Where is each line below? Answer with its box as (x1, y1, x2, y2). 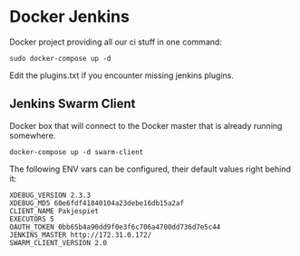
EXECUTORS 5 (9, 214, 54, 223)
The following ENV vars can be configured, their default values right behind (9, 163, 292, 174)
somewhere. (9, 130, 56, 141)
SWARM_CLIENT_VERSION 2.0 (9, 238, 107, 247)
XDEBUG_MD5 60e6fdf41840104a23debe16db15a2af (9, 198, 184, 208)
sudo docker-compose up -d (9, 54, 111, 63)
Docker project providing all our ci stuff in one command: (9, 36, 222, 47)
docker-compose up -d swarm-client (9, 147, 144, 156)
